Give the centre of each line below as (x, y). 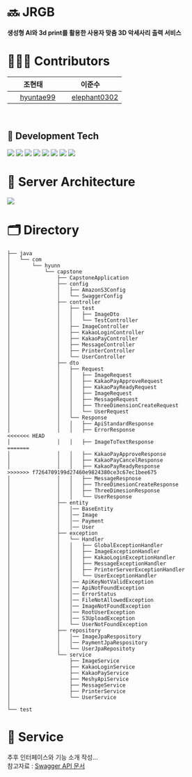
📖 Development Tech (53, 136)
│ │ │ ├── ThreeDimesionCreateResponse (93, 484)
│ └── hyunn (34, 265)
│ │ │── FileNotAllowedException (81, 600)
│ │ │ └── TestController (73, 320)
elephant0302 (95, 97)
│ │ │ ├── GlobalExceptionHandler (85, 545)
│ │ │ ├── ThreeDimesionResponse (83, 491)
